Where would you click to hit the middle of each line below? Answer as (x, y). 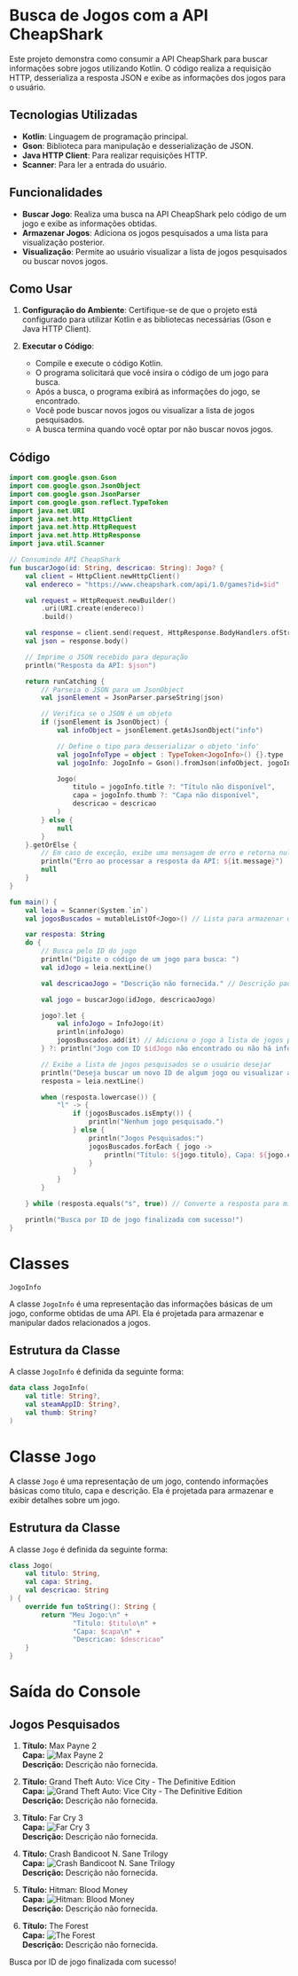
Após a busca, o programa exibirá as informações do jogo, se (148, 392)
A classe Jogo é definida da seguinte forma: (89, 1549)
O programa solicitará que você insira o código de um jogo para (152, 372)
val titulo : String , (63, 1574)
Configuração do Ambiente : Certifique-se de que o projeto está (140, 310)
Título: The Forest (55, 1926)
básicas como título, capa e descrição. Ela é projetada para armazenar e (141, 1490)
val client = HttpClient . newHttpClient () (102, 576)
